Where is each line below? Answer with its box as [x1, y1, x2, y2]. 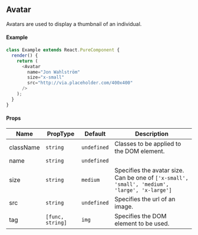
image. [114, 202, 134, 210]
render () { [11, 53, 38, 58]
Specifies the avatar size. [114, 166, 184, 174]
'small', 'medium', [114, 181, 169, 188]
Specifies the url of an [114, 195, 176, 203]
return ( [16, 58, 38, 64]
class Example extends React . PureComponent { [6, 47, 120, 53]
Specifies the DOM [114, 212, 167, 220]
